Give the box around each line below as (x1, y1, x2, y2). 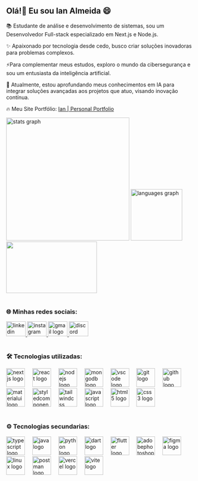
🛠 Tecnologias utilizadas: (6, 352, 82, 361)
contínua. (6, 94, 30, 101)
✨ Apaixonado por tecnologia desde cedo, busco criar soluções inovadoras (6, 42, 192, 49)
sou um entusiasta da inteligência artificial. (6, 69, 112, 76)
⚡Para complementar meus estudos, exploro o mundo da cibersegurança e (6, 61, 191, 68)
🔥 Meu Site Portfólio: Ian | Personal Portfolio (6, 105, 115, 112)
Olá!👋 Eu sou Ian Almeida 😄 (6, 6, 112, 16)
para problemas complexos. (6, 49, 75, 56)
